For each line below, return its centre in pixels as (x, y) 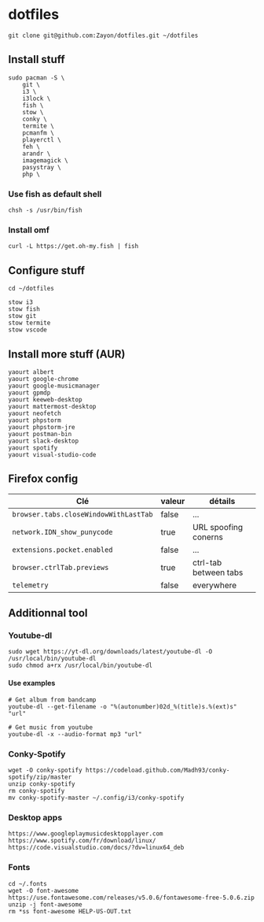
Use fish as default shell (55, 194)
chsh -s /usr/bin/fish (45, 210)
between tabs (218, 572)
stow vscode (27, 330)
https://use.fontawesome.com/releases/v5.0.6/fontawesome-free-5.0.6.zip (132, 898)
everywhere (214, 585)
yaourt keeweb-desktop (45, 399)
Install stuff (37, 59)
